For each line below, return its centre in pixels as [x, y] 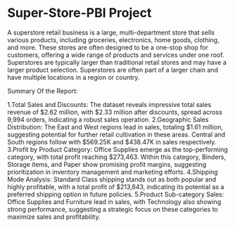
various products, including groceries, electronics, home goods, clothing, [113, 39]
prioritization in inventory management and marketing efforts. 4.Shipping [113, 172]
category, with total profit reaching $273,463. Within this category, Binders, [117, 157]
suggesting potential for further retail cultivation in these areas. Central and [116, 134]
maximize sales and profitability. [54, 217]
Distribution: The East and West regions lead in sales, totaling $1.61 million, [115, 127]
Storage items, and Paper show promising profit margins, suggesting [107, 164]
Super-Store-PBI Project [80, 13]
